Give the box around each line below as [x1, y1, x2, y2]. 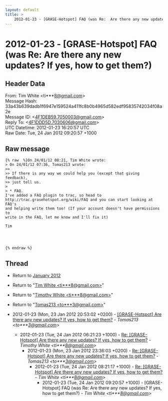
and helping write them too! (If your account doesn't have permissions [5, 206, 160, 211]
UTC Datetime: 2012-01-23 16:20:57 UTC [5, 125, 90, 131]
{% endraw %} [5, 246, 32, 251]
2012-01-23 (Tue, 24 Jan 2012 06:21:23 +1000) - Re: [19, 332, 128, 337]
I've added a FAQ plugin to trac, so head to [5, 193, 101, 198]
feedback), [5, 175, 28, 180]
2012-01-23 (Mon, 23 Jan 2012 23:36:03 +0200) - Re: [27, 348, 139, 353]
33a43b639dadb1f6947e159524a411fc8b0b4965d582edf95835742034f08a [5, 103, 162, 109]
